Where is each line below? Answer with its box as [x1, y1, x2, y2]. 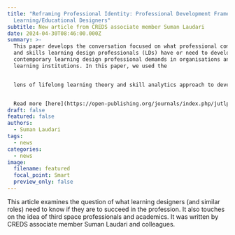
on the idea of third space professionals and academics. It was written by [7, 212, 219, 221]
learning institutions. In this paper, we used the [13, 62, 168, 69]
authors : [7, 120, 33, 127]
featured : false [7, 113, 55, 120]
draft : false [7, 107, 45, 114]
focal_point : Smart [13, 172, 71, 179]
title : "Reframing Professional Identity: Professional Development [7, 10, 211, 18]
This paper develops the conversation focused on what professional [13, 43, 218, 50]
